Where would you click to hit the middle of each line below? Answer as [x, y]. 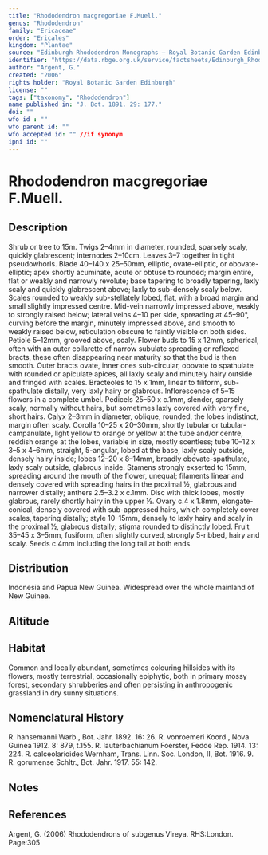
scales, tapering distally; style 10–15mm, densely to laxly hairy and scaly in [131, 518]
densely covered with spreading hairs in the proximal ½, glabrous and [122, 484]
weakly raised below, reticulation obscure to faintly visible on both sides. [128, 331]
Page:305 [24, 842]
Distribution [39, 568]
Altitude [29, 621]
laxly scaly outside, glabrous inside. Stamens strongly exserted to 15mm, [128, 467]
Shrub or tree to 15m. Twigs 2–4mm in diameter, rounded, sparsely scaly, [128, 246]
